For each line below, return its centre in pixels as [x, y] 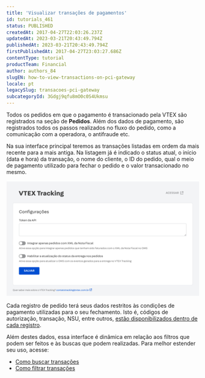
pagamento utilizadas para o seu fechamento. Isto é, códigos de [87, 312]
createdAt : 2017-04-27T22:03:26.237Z [54, 32]
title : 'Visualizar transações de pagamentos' [67, 13]
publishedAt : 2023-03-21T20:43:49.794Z [57, 45]
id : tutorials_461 [30, 19]
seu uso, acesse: [28, 350]
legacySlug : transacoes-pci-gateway [53, 90]
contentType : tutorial [35, 58]
